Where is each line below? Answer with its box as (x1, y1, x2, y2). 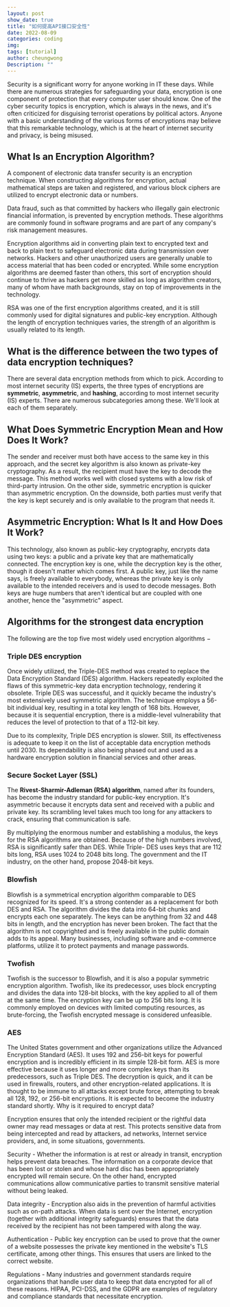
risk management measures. (7, 226, 88, 234)
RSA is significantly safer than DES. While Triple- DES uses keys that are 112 (7, 843, 222, 851)
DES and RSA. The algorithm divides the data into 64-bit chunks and (7, 905, 200, 913)
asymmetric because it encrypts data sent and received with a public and (7, 800, 215, 809)
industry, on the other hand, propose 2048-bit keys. (7, 857, 154, 866)
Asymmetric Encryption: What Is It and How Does (7, 516, 223, 528)
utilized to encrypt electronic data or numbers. (7, 191, 139, 199)
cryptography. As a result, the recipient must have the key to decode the (7, 467, 212, 476)
